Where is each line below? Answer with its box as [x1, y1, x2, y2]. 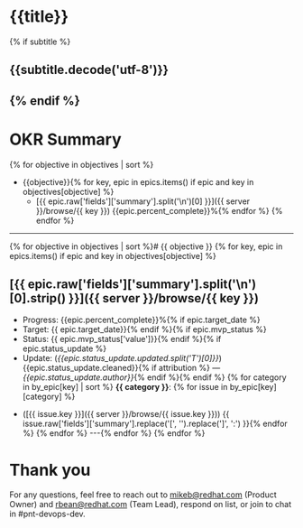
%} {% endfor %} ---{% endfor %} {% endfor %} [22, 428, 206, 439]
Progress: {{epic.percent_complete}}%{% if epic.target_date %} [22, 314, 261, 326]
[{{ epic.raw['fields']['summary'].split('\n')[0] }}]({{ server [35, 196, 251, 207]
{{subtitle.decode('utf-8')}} [9, 62, 170, 78]
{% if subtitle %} [9, 36, 71, 47]
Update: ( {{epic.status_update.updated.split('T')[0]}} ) [22, 353, 223, 364]
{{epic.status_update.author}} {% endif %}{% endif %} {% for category [22, 372, 287, 383]
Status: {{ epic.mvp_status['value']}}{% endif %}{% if [22, 334, 222, 345]
